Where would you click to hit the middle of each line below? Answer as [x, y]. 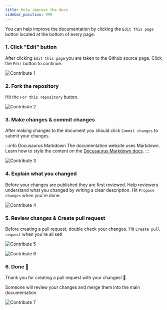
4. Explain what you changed [41, 174]
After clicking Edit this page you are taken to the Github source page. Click [83, 58]
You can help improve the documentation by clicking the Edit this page [79, 29]
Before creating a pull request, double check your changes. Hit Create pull [83, 229]
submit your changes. [27, 136]
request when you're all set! [34, 234]
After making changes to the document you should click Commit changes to [82, 130]
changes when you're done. [33, 195]
